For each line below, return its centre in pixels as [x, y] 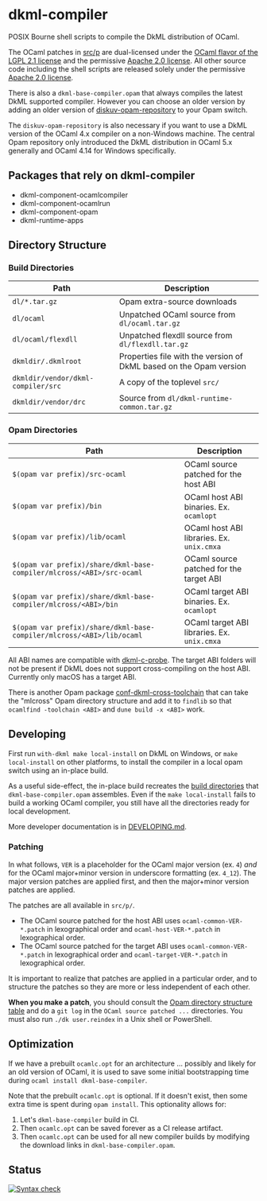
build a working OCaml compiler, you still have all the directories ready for [129, 802]
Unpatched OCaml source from [177, 314]
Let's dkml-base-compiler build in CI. [79, 1119]
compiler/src [37, 386]
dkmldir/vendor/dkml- [53, 378]
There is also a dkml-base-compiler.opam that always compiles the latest [126, 92]
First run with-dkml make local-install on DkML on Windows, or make [123, 753]
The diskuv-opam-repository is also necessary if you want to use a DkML [128, 125]
